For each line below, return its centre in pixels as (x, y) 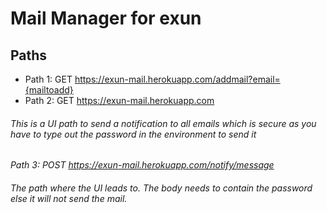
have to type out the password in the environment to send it (133, 134)
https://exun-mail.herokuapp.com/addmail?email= (177, 79)
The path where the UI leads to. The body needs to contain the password (161, 188)
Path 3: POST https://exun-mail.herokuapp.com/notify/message (142, 165)
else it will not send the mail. (69, 198)
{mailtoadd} (49, 90)
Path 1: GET (48, 79)
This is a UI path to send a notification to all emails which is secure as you (163, 123)
